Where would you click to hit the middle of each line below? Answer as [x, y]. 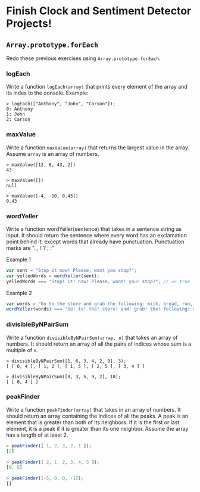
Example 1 [18, 259]
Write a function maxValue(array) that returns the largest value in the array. [98, 148]
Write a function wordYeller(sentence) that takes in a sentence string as [94, 229]
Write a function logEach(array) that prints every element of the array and [97, 87]
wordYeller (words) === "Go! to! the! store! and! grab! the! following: [98, 309]
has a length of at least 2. [37, 435]
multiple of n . [22, 350]
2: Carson [18, 120]
